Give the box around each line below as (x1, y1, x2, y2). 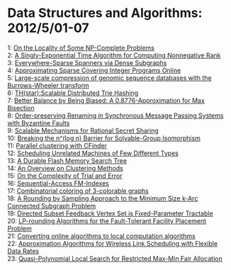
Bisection (7, 103, 35, 112)
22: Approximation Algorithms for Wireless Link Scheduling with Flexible (7, 239, 218, 247)
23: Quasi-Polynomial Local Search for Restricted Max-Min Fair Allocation (7, 254, 222, 263)
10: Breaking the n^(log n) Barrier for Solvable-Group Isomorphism (7, 133, 201, 142)
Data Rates (7, 247, 40, 255)
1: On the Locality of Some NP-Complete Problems (7, 43, 154, 52)
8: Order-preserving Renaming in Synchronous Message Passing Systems (7, 111, 224, 120)
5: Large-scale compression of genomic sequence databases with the (7, 73, 212, 82)
